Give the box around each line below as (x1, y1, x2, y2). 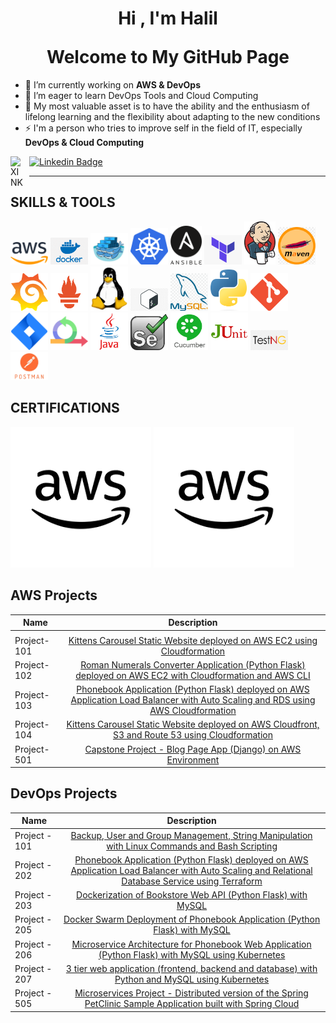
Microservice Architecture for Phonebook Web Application (71, 938, 312, 950)
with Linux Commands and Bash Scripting (106, 840, 278, 852)
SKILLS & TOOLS (10, 194, 116, 211)
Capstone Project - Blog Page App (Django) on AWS (84, 743, 302, 755)
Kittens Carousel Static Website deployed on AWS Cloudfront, (66, 718, 320, 731)
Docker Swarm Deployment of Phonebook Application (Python (63, 913, 321, 926)
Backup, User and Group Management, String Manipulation (70, 829, 313, 841)
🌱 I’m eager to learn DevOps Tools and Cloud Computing (24, 89, 259, 101)
